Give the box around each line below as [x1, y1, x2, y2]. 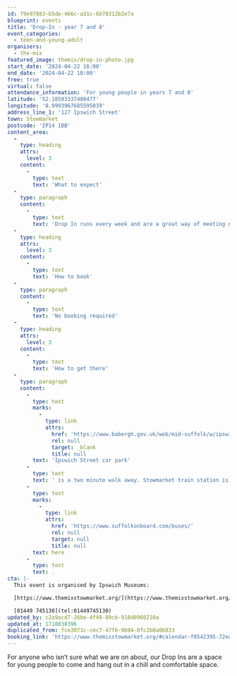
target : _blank [51, 444, 97, 451]
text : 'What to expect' [32, 181, 102, 188]
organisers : [7, 43, 42, 50]
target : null [51, 535, 90, 542]
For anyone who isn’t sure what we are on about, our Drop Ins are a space [7, 653, 222, 661]
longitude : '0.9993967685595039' [7, 102, 106, 109]
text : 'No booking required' [32, 312, 119, 320]
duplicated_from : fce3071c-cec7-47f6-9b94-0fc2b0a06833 [7, 627, 175, 634]
